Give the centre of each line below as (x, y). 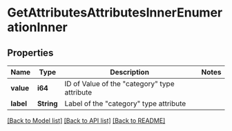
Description (130, 72)
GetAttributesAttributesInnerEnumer (115, 13)
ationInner (37, 27)
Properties (30, 53)
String (47, 103)
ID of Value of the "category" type (119, 84)
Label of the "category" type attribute (125, 103)
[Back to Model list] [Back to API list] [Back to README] (86, 121)
